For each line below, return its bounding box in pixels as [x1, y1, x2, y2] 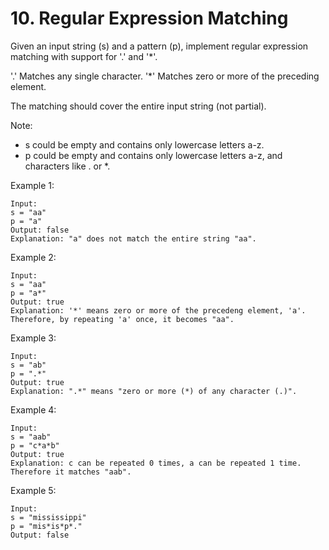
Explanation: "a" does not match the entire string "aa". [10, 233, 257, 244]
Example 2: [10, 251, 57, 263]
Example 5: [10, 484, 57, 496]
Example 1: [10, 179, 55, 191]
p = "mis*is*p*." [10, 521, 83, 531]
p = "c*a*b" [10, 440, 60, 451]
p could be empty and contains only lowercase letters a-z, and [24, 149, 283, 161]
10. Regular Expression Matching [10, 7, 289, 30]
